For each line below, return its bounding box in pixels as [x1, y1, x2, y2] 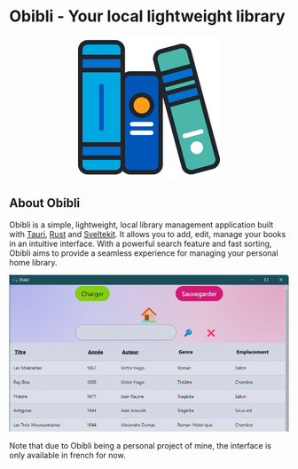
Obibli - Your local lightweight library [9, 6, 286, 27]
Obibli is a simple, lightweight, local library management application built [9, 219, 274, 230]
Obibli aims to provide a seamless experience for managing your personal [9, 247, 278, 258]
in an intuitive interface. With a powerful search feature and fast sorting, [9, 238, 272, 249]
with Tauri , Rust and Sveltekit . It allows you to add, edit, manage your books [9, 228, 286, 239]
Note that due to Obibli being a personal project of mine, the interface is [9, 440, 272, 450]
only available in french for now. [9, 449, 126, 460]
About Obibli [9, 195, 81, 211]
